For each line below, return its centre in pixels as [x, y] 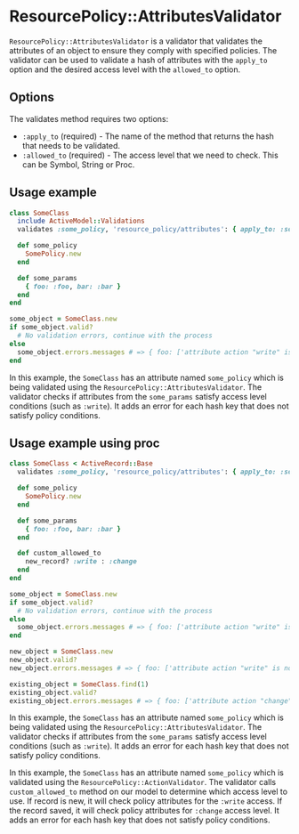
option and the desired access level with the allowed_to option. [125, 69]
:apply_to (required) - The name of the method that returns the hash [148, 136]
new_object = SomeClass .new [61, 652]
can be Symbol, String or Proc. [78, 164]
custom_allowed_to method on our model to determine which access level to [148, 792]
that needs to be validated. [71, 145]
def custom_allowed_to [59, 554]
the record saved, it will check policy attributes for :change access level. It [144, 811]
